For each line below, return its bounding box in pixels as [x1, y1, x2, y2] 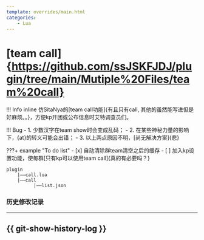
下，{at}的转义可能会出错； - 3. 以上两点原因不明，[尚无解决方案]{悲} [6, 134, 180, 142]
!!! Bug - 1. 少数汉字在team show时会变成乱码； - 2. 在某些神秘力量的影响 [6, 126, 189, 134]
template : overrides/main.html [6, 9, 86, 15]
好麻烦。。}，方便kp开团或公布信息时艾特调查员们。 [6, 114, 132, 121]
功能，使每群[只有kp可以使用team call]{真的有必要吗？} [11, 154, 150, 162]
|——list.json [33, 183, 67, 189]
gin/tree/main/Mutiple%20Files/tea [6, 72, 190, 86]
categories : [6, 15, 36, 21]
